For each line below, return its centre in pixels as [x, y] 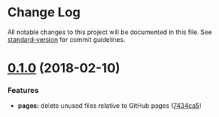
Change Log [44, 12]
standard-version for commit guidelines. [66, 39]
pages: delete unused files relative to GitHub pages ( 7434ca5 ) [109, 106]
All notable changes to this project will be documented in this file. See [110, 32]
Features [23, 91]
